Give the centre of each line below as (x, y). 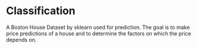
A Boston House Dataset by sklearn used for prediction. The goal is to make (98, 27)
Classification (41, 11)
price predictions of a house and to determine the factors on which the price (98, 33)
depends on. (21, 40)
